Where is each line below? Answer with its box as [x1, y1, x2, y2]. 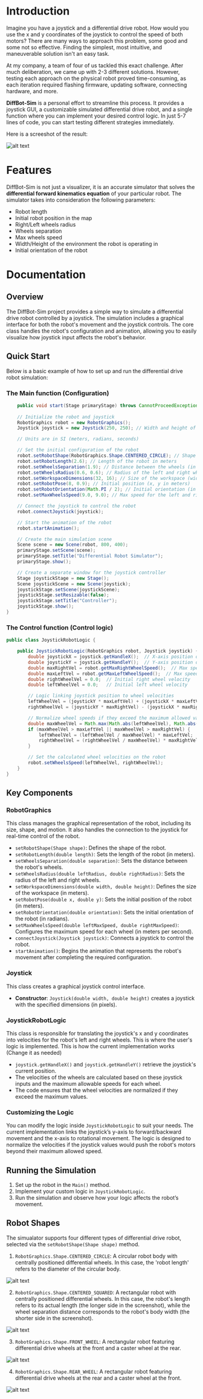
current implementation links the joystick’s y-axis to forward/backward [6, 1128, 182, 1135]
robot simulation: [6, 374, 48, 381]
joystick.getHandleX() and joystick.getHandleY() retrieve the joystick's [14, 1060, 196, 1068]
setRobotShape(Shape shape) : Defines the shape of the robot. [14, 844, 167, 852]
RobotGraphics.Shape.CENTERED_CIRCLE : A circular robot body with [14, 1252, 178, 1260]
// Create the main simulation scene [17, 536, 112, 542]
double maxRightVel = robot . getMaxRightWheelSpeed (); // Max [28, 665, 188, 671]
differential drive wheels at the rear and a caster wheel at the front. [14, 1374, 182, 1381]
